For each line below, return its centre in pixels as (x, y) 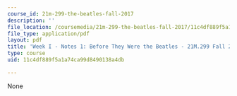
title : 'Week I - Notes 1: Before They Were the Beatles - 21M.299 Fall (116, 47)
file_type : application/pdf (49, 34)
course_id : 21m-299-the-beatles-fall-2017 (71, 14)
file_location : (30, 27)
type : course (26, 54)
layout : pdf (25, 40)
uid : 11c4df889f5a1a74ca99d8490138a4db (66, 60)
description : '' (31, 20)
